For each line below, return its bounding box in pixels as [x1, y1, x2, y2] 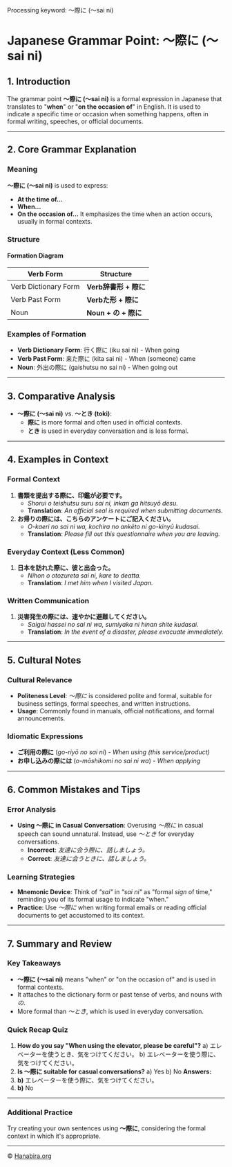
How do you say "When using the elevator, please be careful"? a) [17, 1042, 209, 1050]
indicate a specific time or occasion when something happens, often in [7, 110, 209, 118]
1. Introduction [7, 75, 70, 87]
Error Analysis [7, 804, 57, 814]
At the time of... [17, 195, 64, 203]
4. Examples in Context [7, 454, 109, 465]
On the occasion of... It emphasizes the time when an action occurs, [17, 210, 213, 218]
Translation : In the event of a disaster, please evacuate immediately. [27, 627, 224, 636]
